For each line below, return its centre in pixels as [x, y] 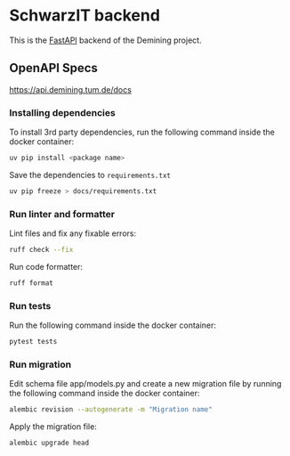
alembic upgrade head [49, 443]
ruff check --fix [41, 250]
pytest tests [33, 342]
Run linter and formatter [62, 214]
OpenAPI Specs [53, 68]
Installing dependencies [62, 112]
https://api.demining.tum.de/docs [70, 89]
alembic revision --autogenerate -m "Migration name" [111, 410]
